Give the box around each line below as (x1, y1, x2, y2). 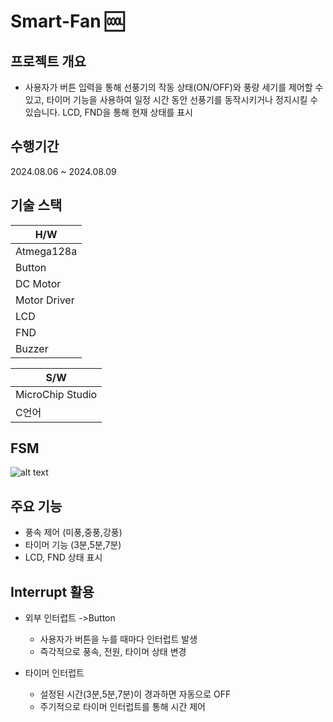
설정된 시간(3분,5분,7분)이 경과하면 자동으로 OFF (39, 688, 232, 700)
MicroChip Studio (15, 387, 98, 401)
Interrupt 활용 (10, 583, 95, 600)
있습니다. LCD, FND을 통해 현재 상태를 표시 (24, 106, 193, 118)
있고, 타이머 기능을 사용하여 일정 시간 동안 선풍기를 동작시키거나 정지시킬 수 (24, 94, 319, 105)
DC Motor (15, 276, 62, 290)
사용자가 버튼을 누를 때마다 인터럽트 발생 (39, 633, 198, 645)
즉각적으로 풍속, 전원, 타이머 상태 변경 (39, 646, 187, 658)
